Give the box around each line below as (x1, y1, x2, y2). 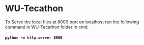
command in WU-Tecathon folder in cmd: (5, 24, 89, 30)
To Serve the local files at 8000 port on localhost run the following (5, 19, 139, 25)
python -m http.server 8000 (5, 35, 63, 40)
